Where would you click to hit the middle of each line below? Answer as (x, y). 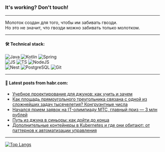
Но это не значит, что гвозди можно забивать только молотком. (73, 28)
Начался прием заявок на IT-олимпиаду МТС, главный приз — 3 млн (85, 109)
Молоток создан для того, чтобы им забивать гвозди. (61, 23)
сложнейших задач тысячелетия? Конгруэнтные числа (70, 104)
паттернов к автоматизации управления (55, 130)
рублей (20, 115)
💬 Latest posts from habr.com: (37, 83)
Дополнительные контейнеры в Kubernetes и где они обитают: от (81, 125)
